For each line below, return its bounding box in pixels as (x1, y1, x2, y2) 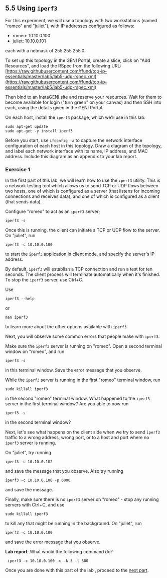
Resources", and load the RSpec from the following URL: (5, 62, 122, 68)
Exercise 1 (5, 166, 31, 173)
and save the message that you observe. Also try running (5, 468, 124, 474)
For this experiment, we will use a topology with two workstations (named (5, 17, 157, 23)
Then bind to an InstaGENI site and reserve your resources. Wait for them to (5, 94, 162, 100)
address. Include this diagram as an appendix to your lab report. (5, 153, 138, 159)
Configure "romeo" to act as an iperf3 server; (5, 208, 100, 214)
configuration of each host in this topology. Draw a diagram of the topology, (5, 142, 162, 149)
